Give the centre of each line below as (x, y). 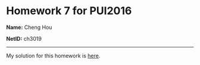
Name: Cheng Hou (29, 27)
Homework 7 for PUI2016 (69, 11)
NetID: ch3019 (24, 38)
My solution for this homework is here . (53, 56)
